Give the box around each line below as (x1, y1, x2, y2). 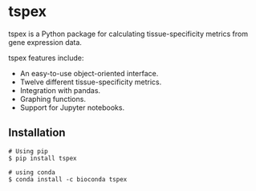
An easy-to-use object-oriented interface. (19, 68, 159, 78)
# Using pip (8, 147, 48, 155)
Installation (8, 126, 66, 140)
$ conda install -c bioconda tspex (8, 175, 128, 183)
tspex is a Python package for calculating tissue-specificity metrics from (8, 29, 249, 39)
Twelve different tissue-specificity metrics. (19, 77, 162, 87)
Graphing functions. (19, 94, 87, 104)
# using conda (8, 168, 56, 177)
